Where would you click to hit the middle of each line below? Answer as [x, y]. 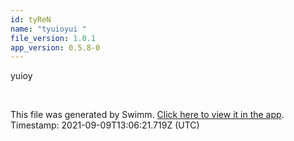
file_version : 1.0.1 [53, 38]
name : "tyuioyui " [48, 29]
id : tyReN [31, 19]
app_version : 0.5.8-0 [55, 47]
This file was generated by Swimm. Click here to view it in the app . [147, 115]
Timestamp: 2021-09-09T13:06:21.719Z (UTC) [105, 125]
